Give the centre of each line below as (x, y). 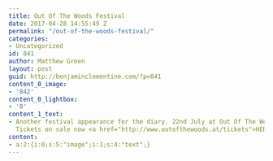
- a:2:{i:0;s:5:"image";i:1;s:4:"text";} (80, 144)
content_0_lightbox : (43, 99)
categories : (28, 39)
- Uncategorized (36, 46)
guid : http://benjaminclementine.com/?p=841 (85, 76)
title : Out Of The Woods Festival (67, 16)
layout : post (30, 69)
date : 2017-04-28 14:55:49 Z (58, 24)
